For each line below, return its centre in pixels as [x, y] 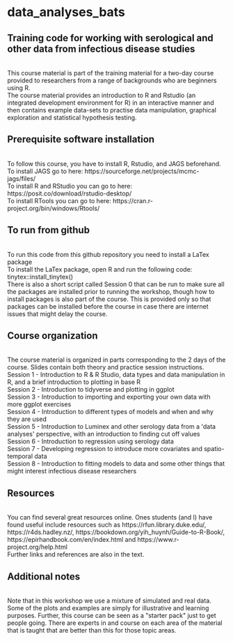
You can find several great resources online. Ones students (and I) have [110, 517]
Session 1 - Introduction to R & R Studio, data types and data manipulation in [116, 375]
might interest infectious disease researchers [72, 471]
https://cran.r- [132, 200]
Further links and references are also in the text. [76, 554]
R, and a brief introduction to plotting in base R [74, 382]
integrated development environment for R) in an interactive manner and [111, 103]
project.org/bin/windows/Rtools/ [54, 208]
